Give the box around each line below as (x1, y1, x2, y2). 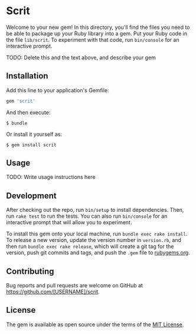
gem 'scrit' (6, 98, 35, 104)
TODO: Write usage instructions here (6, 173, 96, 181)
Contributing (6, 266, 54, 276)
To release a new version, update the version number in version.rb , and (6, 237, 182, 244)
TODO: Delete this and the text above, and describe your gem (6, 54, 156, 61)
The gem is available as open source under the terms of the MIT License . (6, 320, 184, 328)
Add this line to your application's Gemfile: (6, 87, 109, 94)
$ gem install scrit (6, 142, 57, 148)
